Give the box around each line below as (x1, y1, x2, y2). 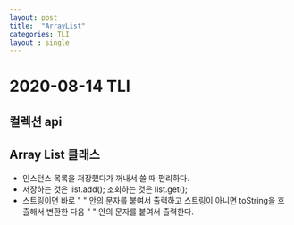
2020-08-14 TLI (9, 77, 131, 96)
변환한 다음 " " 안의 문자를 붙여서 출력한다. (46, 206, 194, 217)
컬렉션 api (9, 113, 63, 129)
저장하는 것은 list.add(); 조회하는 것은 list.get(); (21, 184, 188, 195)
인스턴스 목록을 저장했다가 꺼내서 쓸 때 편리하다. (21, 172, 189, 183)
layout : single (9, 37, 70, 47)
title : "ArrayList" (9, 21, 87, 30)
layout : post (9, 12, 58, 22)
